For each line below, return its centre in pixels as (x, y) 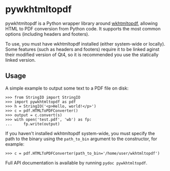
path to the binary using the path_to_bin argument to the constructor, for (81, 139)
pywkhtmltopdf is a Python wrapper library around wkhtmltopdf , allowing (82, 23)
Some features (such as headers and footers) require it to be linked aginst (82, 49)
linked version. (21, 60)
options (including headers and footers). (47, 34)
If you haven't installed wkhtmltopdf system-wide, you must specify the (80, 133)
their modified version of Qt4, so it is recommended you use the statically (82, 55)
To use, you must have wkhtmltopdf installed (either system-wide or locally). (85, 44)
